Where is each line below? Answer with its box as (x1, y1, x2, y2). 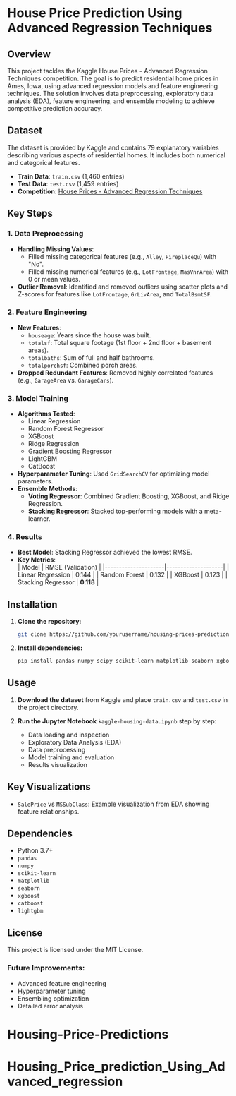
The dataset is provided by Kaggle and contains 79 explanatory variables (7, 143, 220, 152)
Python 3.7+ (17, 846, 54, 855)
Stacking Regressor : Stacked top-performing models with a (27, 507, 203, 516)
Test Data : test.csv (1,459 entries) (17, 179, 119, 188)
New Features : (17, 323, 61, 332)
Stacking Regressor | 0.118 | (17, 578, 99, 586)
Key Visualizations (7, 781, 92, 793)
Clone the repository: (17, 618, 82, 626)
